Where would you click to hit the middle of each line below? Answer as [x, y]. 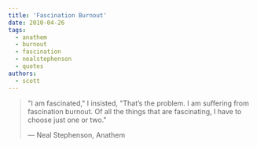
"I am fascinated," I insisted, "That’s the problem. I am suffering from [138, 103]
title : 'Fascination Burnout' [58, 15]
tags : [17, 30]
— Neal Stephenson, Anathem [76, 134]
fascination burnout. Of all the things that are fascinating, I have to [134, 111]
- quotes [29, 66]
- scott [28, 81]
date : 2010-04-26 [37, 23]
